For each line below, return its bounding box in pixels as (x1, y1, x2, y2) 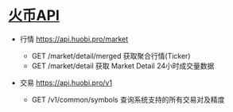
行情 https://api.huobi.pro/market (19, 34, 129, 44)
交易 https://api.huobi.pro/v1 (19, 78, 113, 87)
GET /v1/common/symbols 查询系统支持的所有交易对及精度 (31, 95, 225, 104)
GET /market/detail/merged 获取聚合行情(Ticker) (31, 51, 191, 60)
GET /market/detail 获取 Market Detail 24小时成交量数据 (31, 60, 215, 71)
